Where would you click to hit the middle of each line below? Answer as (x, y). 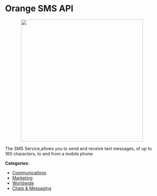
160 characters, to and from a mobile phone (49, 153)
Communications (29, 173)
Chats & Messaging (32, 188)
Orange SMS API (39, 9)
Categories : (17, 163)
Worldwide (23, 183)
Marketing (22, 178)
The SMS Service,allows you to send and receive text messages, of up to (78, 148)
